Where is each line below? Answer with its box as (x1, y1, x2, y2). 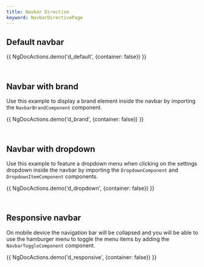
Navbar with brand (6, 81, 79, 92)
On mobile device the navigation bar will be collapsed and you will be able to (6, 229, 199, 236)
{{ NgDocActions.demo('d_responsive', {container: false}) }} (6, 253, 157, 261)
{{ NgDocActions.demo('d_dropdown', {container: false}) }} (6, 184, 155, 192)
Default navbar (6, 37, 65, 47)
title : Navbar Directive (6, 8, 69, 15)
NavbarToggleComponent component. (6, 242, 96, 249)
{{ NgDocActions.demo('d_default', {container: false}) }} (6, 53, 147, 61)
